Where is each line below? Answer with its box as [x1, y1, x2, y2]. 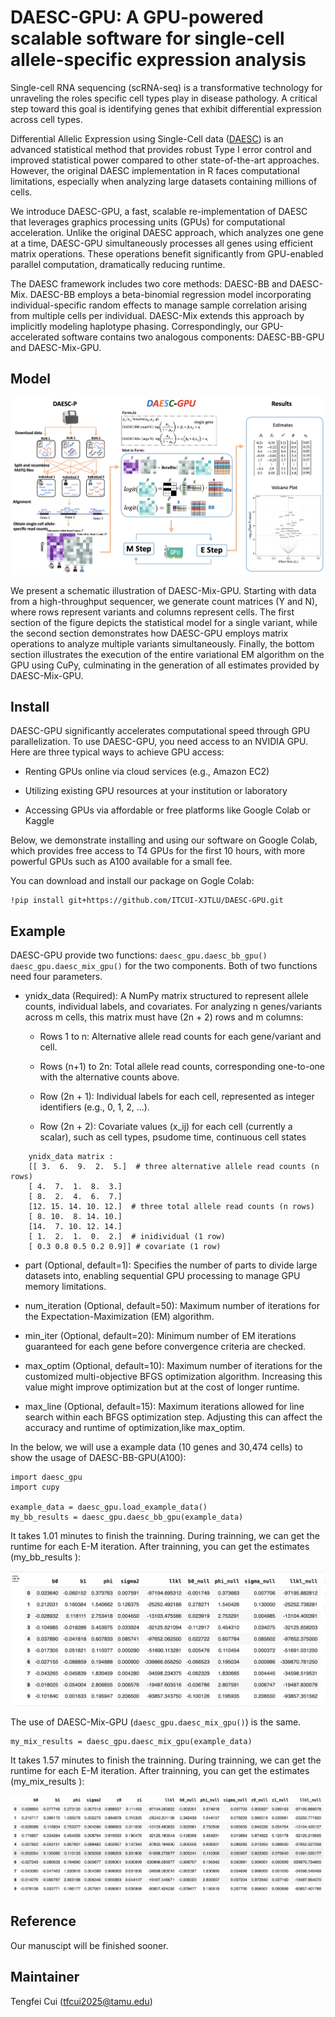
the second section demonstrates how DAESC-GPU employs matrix [10, 627, 289, 639]
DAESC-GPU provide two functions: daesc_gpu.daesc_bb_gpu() [10, 949, 268, 961]
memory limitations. [24, 1281, 107, 1293]
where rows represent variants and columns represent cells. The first [10, 606, 295, 618]
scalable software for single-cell [10, 27, 285, 50]
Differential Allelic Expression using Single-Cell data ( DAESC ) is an [10, 132, 284, 145]
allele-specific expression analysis [10, 49, 307, 71]
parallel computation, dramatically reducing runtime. [10, 258, 226, 270]
